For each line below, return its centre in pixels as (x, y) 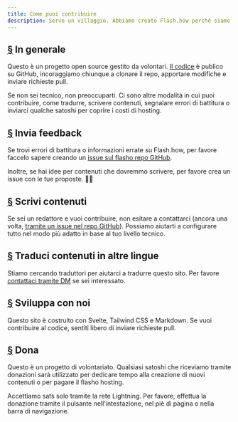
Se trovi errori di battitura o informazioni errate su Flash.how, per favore (112, 150)
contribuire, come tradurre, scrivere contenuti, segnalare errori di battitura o (119, 103)
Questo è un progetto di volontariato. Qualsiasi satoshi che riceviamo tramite (119, 367)
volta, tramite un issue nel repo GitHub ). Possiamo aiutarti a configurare (112, 226)
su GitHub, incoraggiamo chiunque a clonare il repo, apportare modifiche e (117, 74)
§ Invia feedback (45, 133)
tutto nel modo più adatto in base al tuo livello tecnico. (86, 233)
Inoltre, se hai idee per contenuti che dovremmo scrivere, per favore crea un (119, 172)
